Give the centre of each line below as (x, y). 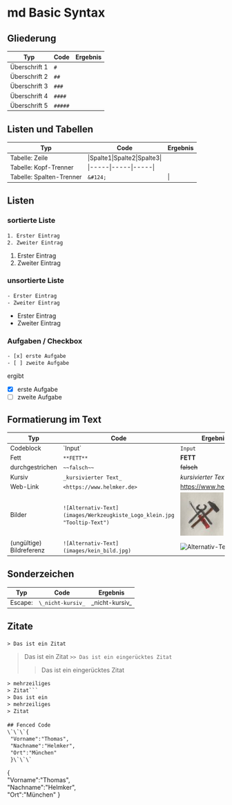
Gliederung (32, 38)
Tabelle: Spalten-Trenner (46, 177)
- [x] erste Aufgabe (37, 356)
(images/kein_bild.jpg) (97, 551)
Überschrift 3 (29, 86)
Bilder (18, 515)
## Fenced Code (29, 725)
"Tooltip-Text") (86, 523)
